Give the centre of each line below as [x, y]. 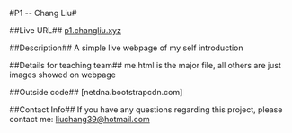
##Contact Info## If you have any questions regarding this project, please [146, 110]
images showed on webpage [63, 75]
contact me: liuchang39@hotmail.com [80, 119]
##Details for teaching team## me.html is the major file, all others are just [145, 65]
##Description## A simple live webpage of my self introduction [127, 48]
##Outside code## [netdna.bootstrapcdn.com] [96, 92]
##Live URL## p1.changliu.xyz [65, 30]
